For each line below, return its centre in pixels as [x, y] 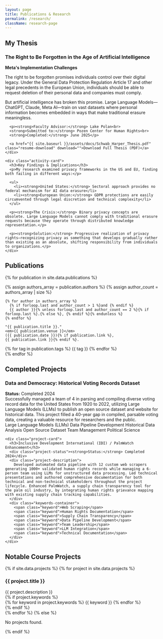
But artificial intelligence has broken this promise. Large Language [71, 102]
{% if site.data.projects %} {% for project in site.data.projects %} [70, 569]
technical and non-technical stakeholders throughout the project [74, 482]
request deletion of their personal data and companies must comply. [73, 92]
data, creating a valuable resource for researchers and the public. [71, 420]
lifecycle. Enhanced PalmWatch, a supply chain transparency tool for [78, 486]
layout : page [18, 10]
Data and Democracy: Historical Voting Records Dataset [72, 383]
